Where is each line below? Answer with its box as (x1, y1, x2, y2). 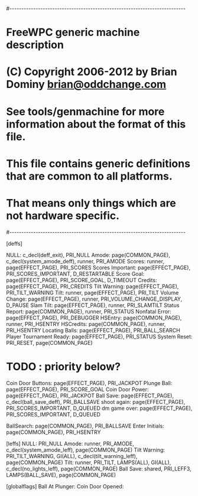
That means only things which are (6, 196, 176, 210)
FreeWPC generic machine (6, 26, 140, 39)
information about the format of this (6, 118, 186, 130)
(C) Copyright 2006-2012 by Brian (6, 65, 177, 79)
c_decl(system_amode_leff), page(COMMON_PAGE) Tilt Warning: (6, 446, 165, 453)
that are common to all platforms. (6, 169, 173, 182)
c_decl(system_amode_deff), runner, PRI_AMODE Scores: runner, (6, 257, 164, 265)
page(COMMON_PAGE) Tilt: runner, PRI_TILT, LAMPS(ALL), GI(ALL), (6, 459, 171, 466)
